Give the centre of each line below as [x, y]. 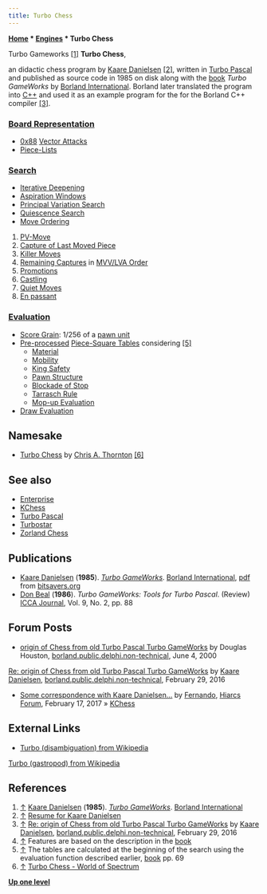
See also [30, 480]
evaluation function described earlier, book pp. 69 [102, 858]
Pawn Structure [57, 376]
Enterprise [37, 499]
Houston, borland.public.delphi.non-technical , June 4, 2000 [118, 656]
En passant [38, 297]
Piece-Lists [38, 149]
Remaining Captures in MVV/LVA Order [84, 262]
